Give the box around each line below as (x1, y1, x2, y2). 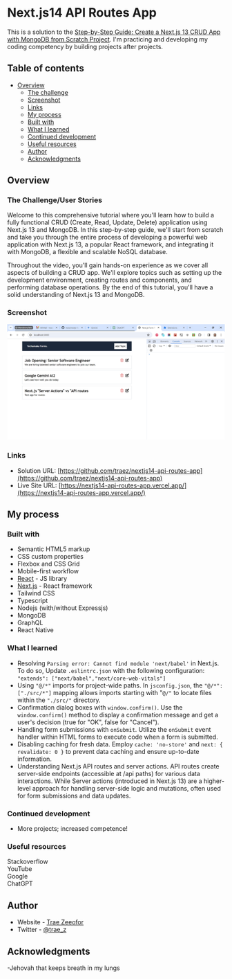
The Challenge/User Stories (7, 195, 102, 205)
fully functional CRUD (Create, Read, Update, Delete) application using (7, 218, 208, 226)
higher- (203, 777, 225, 785)
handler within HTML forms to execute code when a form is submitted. (17, 733, 219, 741)
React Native (17, 626, 54, 634)
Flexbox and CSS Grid (17, 559, 80, 568)
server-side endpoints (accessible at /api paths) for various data (17, 769, 200, 778)
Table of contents (7, 62, 84, 74)
